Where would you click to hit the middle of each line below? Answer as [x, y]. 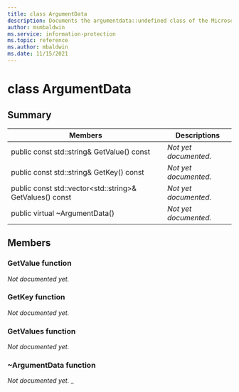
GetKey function [36, 297]
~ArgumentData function [52, 366]
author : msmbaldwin [36, 27]
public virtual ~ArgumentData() [63, 213]
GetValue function [40, 263]
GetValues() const [41, 197]
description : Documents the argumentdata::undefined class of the [108, 21]
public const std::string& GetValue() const [81, 152]
